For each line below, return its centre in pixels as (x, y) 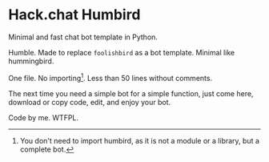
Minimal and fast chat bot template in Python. (83, 37)
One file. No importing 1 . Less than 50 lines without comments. (110, 77)
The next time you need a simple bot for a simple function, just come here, (131, 93)
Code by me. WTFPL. (43, 117)
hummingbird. (31, 61)
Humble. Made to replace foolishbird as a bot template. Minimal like (122, 52)
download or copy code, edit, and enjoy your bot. (90, 102)
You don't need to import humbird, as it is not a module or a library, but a (140, 140)
